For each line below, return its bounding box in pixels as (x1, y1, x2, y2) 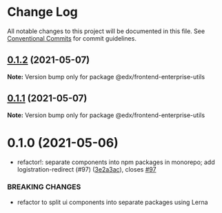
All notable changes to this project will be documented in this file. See (7, 27, 205, 35)
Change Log (7, 4, 78, 20)
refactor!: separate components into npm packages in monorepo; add (17, 158, 215, 166)
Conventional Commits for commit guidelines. (7, 34, 137, 42)
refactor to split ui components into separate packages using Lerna (17, 198, 208, 206)
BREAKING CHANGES (7, 182, 81, 192)
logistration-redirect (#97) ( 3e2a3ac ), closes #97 (17, 165, 157, 173)
